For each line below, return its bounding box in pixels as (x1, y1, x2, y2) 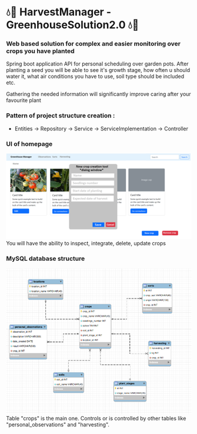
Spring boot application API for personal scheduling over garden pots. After (6, 60, 189, 67)
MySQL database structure (6, 255, 85, 263)
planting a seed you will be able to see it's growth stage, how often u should (6, 67, 191, 74)
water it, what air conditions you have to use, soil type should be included (6, 73, 185, 80)
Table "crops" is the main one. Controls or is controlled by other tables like (6, 415, 186, 422)
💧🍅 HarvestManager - (6, 5, 112, 19)
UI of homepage (6, 140, 53, 148)
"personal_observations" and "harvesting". (6, 421, 110, 428)
